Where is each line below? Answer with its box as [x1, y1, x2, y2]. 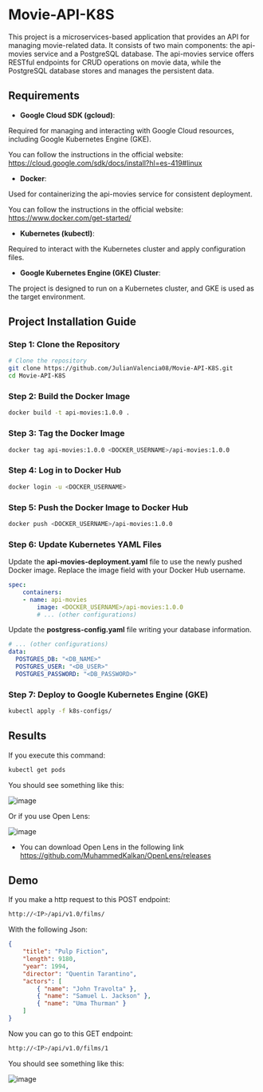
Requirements [8, 89, 80, 103]
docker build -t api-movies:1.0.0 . [8, 409, 130, 417]
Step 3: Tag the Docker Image [8, 428, 125, 439]
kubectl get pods [8, 766, 66, 773]
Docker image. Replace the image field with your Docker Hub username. [8, 565, 245, 576]
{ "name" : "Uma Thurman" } [37, 999, 127, 1007]
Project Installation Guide [8, 315, 137, 329]
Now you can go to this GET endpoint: [8, 1028, 133, 1039]
